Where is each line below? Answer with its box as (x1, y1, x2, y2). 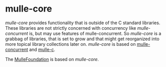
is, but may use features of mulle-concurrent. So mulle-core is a (29, 30, 161, 36)
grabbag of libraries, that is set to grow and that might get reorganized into (5, 36, 159, 42)
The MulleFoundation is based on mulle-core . (5, 56, 99, 62)
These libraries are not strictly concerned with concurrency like (5, 25, 136, 31)
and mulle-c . (29, 46, 56, 52)
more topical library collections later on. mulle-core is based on (5, 41, 136, 47)
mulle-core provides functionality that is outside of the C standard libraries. (5, 20, 160, 26)
